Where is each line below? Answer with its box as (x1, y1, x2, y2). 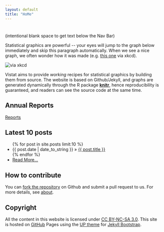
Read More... (12, 157, 38, 163)
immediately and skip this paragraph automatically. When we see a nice (5, 47, 150, 53)
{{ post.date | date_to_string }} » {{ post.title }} (12, 147, 106, 152)
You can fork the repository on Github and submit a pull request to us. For (5, 184, 153, 190)
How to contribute (5, 171, 62, 179)
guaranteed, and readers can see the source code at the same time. (5, 87, 142, 93)
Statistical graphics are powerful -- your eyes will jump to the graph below (5, 42, 155, 48)
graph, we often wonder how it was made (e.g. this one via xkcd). (5, 52, 137, 59)
